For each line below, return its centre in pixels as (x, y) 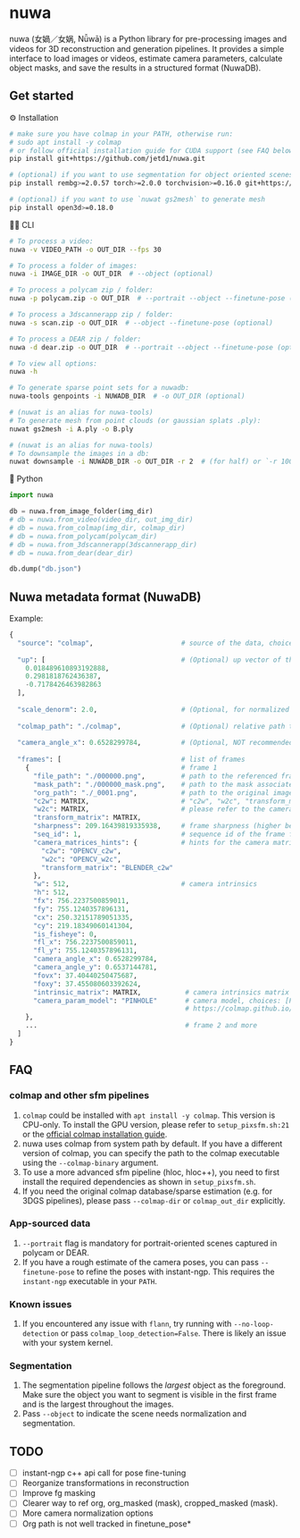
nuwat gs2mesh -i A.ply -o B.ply (71, 429)
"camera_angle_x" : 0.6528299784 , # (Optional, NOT (131, 743)
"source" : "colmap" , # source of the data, (142, 643)
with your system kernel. (67, 1343)
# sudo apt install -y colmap (66, 142)
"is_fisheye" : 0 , (65, 934)
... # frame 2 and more (141, 1026)
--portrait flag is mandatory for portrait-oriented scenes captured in (150, 1243)
